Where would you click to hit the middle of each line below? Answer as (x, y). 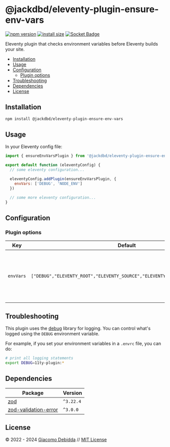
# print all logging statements (39, 358)
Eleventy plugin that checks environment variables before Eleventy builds (82, 43)
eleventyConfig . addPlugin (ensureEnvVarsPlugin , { (63, 179)
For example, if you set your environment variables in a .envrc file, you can (83, 343)
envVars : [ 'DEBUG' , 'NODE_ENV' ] (48, 184)
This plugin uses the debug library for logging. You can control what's (78, 328)
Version (73, 393)
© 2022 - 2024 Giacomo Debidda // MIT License (56, 440)
